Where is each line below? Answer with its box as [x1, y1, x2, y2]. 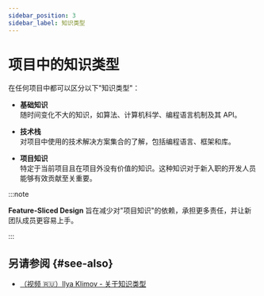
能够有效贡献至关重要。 [19, 174, 97, 183]
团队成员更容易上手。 [8, 216, 78, 225]
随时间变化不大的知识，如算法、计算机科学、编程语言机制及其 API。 [19, 110, 242, 120]
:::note [8, 190, 29, 199]
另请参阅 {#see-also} [8, 256, 113, 270]
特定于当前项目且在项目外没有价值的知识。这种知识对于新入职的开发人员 [19, 163, 256, 173]
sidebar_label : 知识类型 [8, 19, 86, 27]
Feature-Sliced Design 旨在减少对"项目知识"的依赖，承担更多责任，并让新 [8, 206, 252, 215]
